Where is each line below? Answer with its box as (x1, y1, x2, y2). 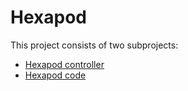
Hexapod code (24, 69, 87, 81)
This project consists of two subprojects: (10, 39, 179, 51)
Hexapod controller (24, 58, 105, 70)
